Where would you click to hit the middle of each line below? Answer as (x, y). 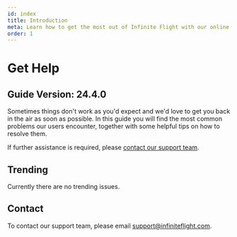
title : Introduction (38, 20)
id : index (22, 14)
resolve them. (27, 134)
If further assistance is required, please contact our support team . (103, 147)
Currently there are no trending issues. (64, 187)
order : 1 (20, 34)
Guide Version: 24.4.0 (57, 94)
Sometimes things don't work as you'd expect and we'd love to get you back (119, 111)
